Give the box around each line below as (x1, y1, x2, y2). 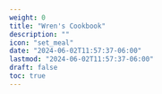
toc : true (9, 72, 47, 81)
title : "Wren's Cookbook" (9, 21, 106, 30)
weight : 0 (9, 13, 47, 22)
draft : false (9, 64, 58, 73)
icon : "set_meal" (9, 38, 74, 47)
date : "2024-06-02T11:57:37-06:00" (9, 47, 142, 56)
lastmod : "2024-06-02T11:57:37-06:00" (9, 55, 154, 64)
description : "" (9, 30, 70, 38)
